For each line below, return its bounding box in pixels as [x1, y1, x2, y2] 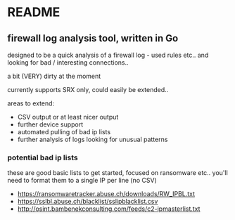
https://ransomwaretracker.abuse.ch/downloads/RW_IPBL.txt [17, 190, 196, 198]
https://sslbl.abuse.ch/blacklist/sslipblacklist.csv [17, 198, 158, 206]
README [7, 4, 61, 20]
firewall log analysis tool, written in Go [7, 32, 179, 44]
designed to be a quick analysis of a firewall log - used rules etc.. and [7, 51, 209, 59]
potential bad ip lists [7, 153, 79, 162]
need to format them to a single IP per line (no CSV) [7, 176, 157, 185]
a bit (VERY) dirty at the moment [7, 72, 101, 80]
